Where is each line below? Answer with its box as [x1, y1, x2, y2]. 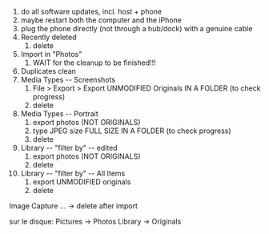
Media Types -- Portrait [20, 109, 98, 119]
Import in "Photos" [20, 50, 82, 58]
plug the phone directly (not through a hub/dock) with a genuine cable [20, 24, 253, 33]
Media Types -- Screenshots [20, 75, 115, 84]
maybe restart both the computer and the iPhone [20, 15, 183, 25]
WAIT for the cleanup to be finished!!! [32, 58, 157, 67]
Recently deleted [20, 32, 77, 42]
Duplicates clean [20, 67, 77, 75]
